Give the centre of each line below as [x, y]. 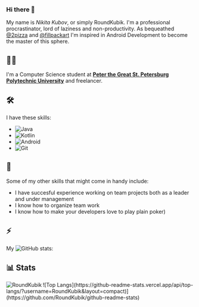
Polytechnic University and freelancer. [55, 81]
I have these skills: [29, 117]
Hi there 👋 [21, 10]
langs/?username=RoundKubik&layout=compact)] [68, 292]
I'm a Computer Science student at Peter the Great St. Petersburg [88, 74]
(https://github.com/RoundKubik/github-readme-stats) [73, 297]
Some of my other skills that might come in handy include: [77, 181]
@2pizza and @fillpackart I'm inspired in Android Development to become [97, 35]
